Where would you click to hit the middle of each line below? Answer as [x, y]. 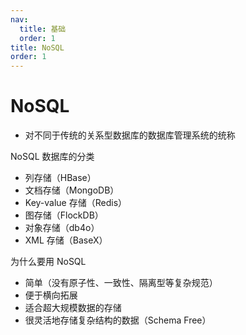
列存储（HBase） [60, 178]
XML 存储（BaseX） [66, 240]
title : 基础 [43, 29]
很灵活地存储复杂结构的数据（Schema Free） [118, 320]
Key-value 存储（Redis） [76, 203]
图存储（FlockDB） [64, 215]
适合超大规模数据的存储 [73, 308]
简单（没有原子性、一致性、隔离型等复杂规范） [121, 283]
